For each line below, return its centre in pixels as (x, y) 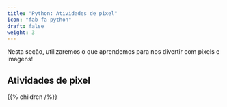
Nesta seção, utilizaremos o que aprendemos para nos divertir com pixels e (113, 52)
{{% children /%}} (32, 97)
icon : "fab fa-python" (39, 20)
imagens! (20, 59)
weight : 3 (21, 32)
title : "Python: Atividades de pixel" (62, 13)
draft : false (26, 26)
